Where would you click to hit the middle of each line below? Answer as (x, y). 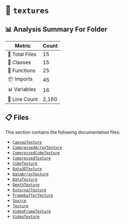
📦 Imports (20, 79)
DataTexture (25, 179)
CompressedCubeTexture (36, 153)
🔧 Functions (22, 70)
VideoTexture (26, 216)
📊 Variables (22, 89)
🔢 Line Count (23, 99)
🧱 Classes (19, 62)
